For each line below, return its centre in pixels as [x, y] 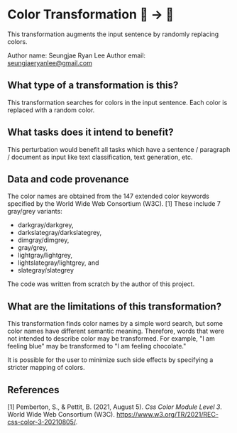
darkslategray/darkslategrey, [59, 233]
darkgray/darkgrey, [45, 225]
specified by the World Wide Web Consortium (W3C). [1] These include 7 [114, 204]
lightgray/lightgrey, [45, 256]
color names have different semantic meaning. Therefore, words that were [116, 331]
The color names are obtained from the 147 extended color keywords [108, 196]
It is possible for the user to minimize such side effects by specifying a [110, 360]
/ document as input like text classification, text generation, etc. [100, 157]
